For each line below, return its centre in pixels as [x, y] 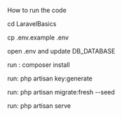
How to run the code [37, 10]
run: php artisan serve [39, 106]
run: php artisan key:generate [50, 78]
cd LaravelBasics [32, 24]
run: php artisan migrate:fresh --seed [61, 92]
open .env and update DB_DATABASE [61, 51]
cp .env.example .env [38, 37]
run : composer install [39, 65]
